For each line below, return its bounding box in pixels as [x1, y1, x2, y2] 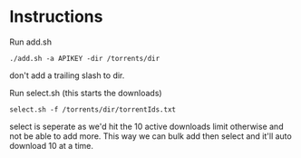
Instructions [9, 6, 103, 27]
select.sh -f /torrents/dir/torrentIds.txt [9, 104, 177, 114]
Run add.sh [9, 36, 53, 47]
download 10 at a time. [9, 140, 93, 151]
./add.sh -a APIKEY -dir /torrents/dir [9, 54, 160, 63]
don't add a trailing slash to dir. [9, 70, 125, 81]
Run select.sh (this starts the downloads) [9, 87, 162, 98]
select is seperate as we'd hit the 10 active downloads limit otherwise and [9, 121, 284, 132]
